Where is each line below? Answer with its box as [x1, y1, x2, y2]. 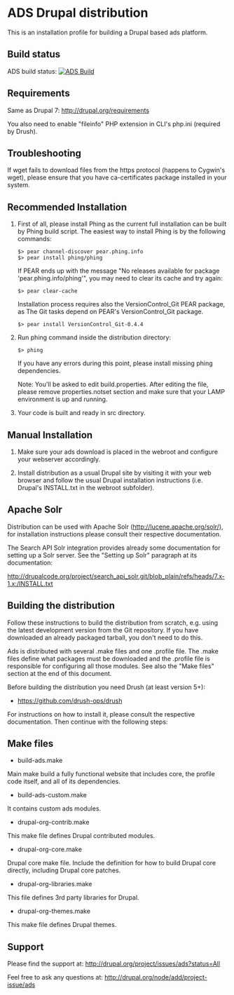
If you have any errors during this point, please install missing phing [17, 359, 213, 367]
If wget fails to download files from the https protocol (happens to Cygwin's [7, 166, 226, 175]
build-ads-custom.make [17, 791, 88, 799]
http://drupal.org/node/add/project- [104, 973, 208, 982]
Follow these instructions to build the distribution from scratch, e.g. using [7, 618, 219, 627]
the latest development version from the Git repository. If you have [7, 625, 199, 634]
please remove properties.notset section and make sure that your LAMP [17, 388, 226, 396]
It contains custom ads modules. [7, 804, 102, 813]
